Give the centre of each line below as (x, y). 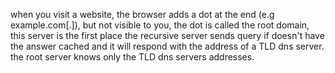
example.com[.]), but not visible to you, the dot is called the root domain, (160, 25)
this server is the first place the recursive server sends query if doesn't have (167, 35)
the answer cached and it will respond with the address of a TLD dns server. (167, 46)
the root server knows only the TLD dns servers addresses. (132, 57)
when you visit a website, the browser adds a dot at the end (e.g (142, 14)
